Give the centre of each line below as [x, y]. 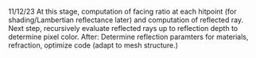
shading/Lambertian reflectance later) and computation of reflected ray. [126, 20]
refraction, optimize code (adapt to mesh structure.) [93, 45]
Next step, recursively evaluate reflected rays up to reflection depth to [123, 28]
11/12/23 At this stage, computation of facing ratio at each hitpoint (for [122, 12]
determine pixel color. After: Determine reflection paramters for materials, [128, 37]
